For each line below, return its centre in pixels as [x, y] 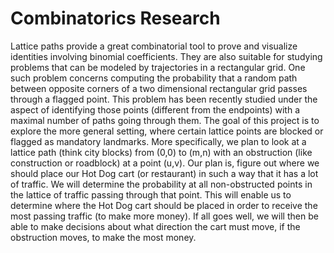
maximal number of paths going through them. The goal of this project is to [165, 120]
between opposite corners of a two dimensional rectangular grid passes [159, 88]
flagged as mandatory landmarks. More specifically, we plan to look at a [158, 141]
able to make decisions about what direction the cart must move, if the [155, 226]
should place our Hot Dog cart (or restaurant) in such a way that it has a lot [164, 173]
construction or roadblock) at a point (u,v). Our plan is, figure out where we [165, 163]
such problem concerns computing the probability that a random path [154, 78]
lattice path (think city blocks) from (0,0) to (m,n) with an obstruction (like [161, 152]
